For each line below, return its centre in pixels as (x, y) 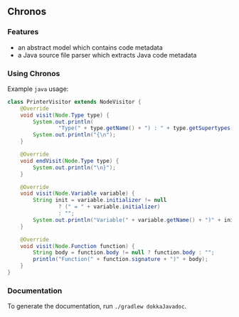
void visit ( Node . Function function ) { (78, 246)
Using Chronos (34, 73)
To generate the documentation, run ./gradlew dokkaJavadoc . (97, 306)
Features (23, 32)
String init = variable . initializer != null (100, 200)
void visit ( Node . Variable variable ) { (78, 194)
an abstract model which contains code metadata (90, 47)
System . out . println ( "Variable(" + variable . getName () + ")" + (127, 220)
